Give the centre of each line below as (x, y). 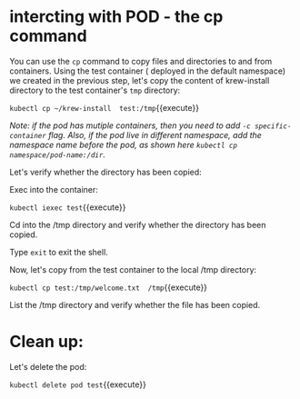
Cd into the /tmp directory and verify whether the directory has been (138, 224)
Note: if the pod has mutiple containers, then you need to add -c (130, 125)
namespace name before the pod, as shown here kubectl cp (124, 145)
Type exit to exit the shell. (59, 252)
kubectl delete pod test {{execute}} (78, 384)
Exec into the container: (54, 189)
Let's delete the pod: (48, 366)
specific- (273, 126)
